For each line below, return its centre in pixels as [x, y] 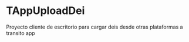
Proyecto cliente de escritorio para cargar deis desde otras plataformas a [95, 27]
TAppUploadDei [45, 11]
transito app [21, 33]
